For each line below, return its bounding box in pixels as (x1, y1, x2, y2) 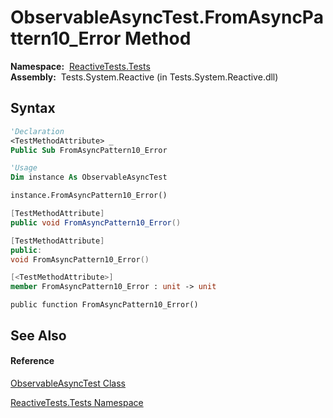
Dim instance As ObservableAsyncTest (10, 172, 168, 183)
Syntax (10, 100, 56, 117)
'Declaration (10, 126, 65, 136)
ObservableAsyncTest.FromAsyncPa (10, 6, 324, 29)
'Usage (10, 163, 38, 173)
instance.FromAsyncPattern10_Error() (10, 191, 168, 201)
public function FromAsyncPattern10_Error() (10, 300, 199, 310)
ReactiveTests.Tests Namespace (10, 396, 144, 408)
